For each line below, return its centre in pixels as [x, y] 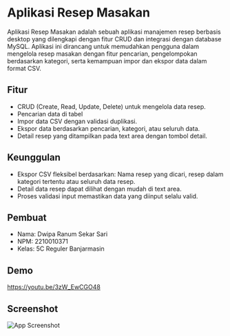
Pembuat [27, 217]
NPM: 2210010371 [43, 242]
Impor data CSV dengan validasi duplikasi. [77, 121]
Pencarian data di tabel [50, 114]
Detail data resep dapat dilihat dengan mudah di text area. [99, 189]
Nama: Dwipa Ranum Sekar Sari [62, 234]
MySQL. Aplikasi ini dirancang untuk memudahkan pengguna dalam [103, 46]
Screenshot [33, 309]
